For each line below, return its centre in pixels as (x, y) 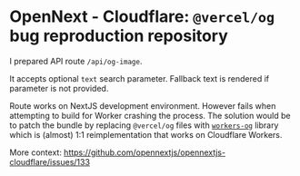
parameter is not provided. (59, 88)
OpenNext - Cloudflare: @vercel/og (142, 17)
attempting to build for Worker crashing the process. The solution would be (150, 115)
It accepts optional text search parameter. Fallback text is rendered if (140, 78)
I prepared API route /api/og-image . (76, 61)
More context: (35, 152)
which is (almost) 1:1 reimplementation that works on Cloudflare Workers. (146, 134)
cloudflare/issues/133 (50, 161)
